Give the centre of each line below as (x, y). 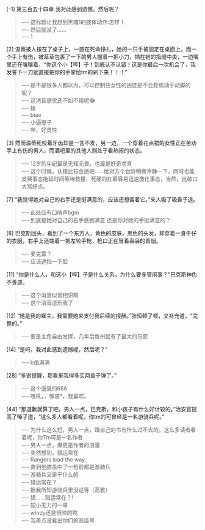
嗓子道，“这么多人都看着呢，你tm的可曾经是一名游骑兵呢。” (91, 417)
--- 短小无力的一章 (45, 505)
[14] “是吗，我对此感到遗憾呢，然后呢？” (57, 349)
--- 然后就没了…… (44, 30)
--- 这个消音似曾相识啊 (50, 295)
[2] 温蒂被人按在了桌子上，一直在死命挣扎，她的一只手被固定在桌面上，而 (99, 49)
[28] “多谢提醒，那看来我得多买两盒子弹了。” (62, 375)
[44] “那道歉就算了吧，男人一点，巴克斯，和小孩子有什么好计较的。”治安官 (99, 409)
